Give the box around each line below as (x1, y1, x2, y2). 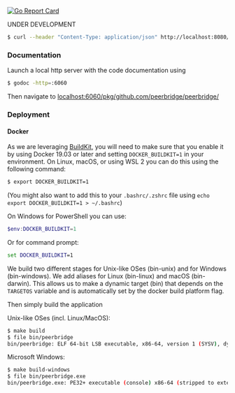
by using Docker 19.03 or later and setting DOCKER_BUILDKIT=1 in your (7, 150, 204, 159)
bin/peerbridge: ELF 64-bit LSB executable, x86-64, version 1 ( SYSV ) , (7, 340, 220, 348)
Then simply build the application (7, 300, 104, 308)
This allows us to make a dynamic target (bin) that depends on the (32, 279, 224, 287)
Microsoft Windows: (7, 353, 65, 362)
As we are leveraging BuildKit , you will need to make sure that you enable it (7, 143, 224, 151)
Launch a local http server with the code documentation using (7, 66, 187, 75)
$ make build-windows (7, 366, 71, 373)
